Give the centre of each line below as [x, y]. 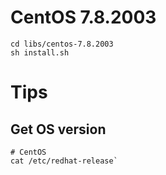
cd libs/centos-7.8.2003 [62, 44]
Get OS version [58, 129]
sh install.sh [40, 52]
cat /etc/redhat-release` [64, 161]
